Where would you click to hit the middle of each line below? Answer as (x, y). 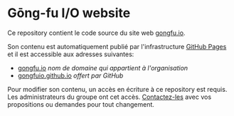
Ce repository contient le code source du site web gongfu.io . (96, 33)
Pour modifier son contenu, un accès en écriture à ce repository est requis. (117, 89)
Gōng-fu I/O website (69, 13)
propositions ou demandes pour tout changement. (81, 104)
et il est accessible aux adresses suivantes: (71, 54)
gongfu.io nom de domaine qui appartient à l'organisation (103, 68)
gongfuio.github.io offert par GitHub (70, 75)
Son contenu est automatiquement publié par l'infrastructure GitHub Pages (117, 46)
